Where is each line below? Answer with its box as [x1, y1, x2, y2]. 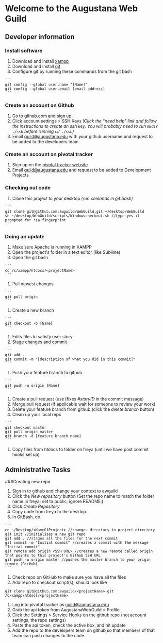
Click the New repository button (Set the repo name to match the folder [12, 493, 155, 499]
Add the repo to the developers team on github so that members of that [12, 627, 155, 633]
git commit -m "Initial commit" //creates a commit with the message [5, 540, 149, 545]
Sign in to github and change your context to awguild [12, 488, 118, 494]
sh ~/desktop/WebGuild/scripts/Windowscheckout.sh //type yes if [5, 213, 140, 218]
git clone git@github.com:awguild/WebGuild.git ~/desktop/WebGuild [5, 209, 145, 214]
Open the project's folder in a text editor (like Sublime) [12, 249, 121, 255]
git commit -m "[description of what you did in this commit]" [5, 357, 136, 362]
